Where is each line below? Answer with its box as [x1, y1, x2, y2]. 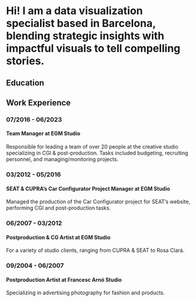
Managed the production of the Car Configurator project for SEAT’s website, [6, 198, 191, 205]
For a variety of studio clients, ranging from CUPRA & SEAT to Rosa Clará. [6, 247, 185, 254]
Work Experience [6, 97, 71, 107]
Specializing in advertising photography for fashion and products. [6, 289, 165, 296]
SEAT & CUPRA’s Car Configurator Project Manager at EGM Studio [6, 185, 171, 192]
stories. [6, 54, 45, 68]
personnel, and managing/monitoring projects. [6, 156, 119, 163]
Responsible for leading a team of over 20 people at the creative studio [6, 143, 178, 150]
